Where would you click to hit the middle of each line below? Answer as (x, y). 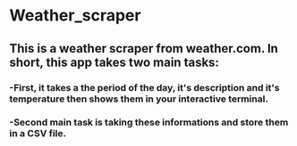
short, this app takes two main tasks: (114, 62)
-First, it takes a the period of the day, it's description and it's (144, 87)
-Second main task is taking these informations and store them (149, 123)
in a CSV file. (38, 134)
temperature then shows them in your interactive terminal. (139, 99)
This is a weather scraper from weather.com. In (144, 49)
